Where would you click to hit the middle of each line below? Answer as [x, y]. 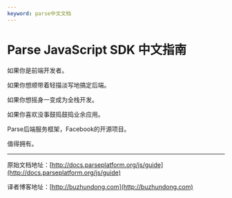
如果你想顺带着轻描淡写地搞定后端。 [59, 85]
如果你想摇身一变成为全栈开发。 [52, 99]
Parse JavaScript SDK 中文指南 [97, 50]
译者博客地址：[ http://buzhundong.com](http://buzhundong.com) [100, 186]
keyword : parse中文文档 [39, 13]
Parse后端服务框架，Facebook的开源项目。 [69, 129]
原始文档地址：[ [30, 165]
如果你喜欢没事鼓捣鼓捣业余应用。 [56, 114]
